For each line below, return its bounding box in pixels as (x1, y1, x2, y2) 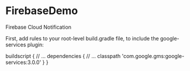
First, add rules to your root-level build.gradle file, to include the (5, 35, 159, 42)
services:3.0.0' (5, 59, 42, 66)
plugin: (27, 41, 44, 48)
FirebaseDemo (5, 4, 78, 18)
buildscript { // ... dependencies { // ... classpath (5, 52, 121, 59)
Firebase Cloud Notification (5, 23, 71, 31)
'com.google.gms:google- (122, 52, 185, 59)
